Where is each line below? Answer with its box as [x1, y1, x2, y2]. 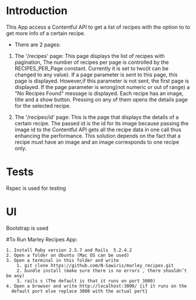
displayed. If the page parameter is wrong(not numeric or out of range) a [14, 83, 190, 90]
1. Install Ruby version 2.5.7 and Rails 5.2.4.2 [6, 247, 132, 253]
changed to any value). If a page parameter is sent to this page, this [14, 71, 178, 78]
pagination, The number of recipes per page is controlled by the [14, 59, 169, 66]
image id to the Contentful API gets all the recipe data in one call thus [14, 126, 181, 133]
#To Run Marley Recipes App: [6, 236, 78, 243]
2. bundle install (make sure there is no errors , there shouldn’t [16, 268, 187, 274]
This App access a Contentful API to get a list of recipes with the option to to [6, 23, 190, 30]
